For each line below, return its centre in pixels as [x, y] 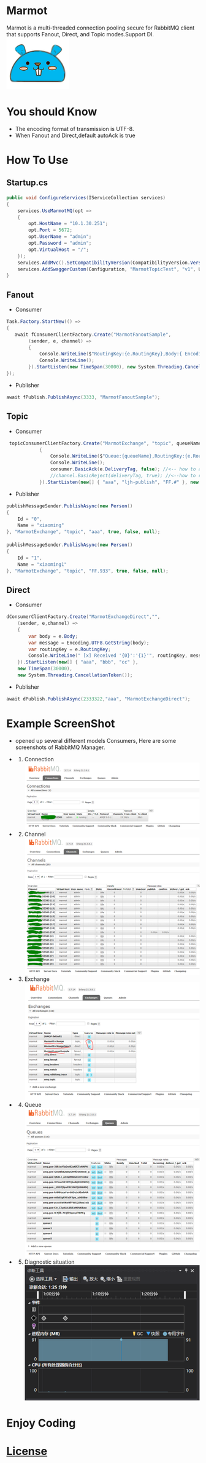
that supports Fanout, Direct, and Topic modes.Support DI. [80, 34]
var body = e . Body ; [53, 636]
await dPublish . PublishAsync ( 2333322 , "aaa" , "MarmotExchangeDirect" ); [98, 699]
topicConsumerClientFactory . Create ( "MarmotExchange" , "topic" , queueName [105, 443]
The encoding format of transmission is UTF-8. [74, 129]
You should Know [52, 112]
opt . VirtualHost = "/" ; [59, 250]
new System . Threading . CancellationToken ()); [75, 675]
